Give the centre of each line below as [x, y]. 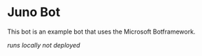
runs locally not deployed [44, 45]
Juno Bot [34, 12]
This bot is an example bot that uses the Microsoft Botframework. [101, 31]
